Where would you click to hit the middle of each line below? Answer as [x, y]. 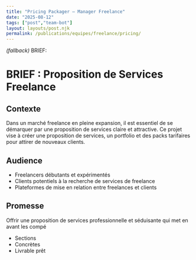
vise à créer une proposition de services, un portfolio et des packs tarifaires [98, 136]
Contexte [24, 109]
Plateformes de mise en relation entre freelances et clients [86, 187]
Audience [24, 161]
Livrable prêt [30, 251]
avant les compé [26, 226]
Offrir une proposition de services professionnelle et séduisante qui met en [97, 220]
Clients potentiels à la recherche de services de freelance [85, 181]
